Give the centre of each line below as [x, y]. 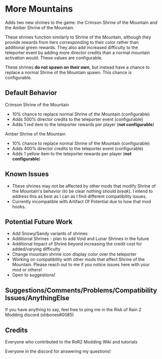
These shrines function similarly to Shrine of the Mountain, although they [78, 37]
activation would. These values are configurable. [54, 57]
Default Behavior [31, 93]
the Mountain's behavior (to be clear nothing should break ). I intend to [82, 191]
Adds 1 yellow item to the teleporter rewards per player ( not [72, 153]
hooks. [19, 207]
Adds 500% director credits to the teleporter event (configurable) [78, 119]
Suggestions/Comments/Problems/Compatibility [81, 290]
